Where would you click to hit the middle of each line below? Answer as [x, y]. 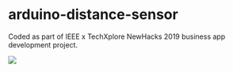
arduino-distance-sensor [93, 15]
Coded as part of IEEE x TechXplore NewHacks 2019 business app [117, 36]
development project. [43, 44]
